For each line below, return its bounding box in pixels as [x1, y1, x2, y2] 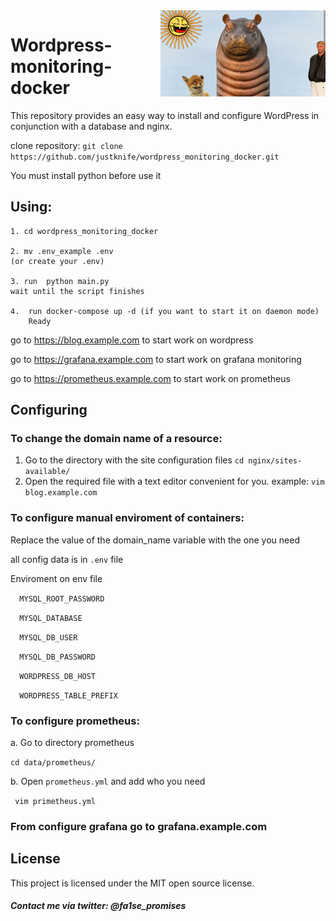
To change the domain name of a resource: [10, 432, 223, 446]
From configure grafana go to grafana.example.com [10, 819, 268, 833]
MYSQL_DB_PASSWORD [19, 652, 97, 662]
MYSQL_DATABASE [19, 613, 83, 623]
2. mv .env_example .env [10, 246, 114, 256]
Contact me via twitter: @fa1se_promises [10, 900, 187, 912]
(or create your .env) [10, 256, 105, 266]
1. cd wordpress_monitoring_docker [10, 226, 159, 236]
